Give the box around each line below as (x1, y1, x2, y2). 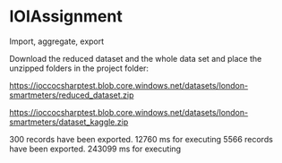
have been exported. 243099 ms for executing (9, 143, 182, 154)
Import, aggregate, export (9, 36, 105, 47)
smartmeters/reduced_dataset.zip (9, 90, 134, 100)
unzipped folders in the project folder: (9, 63, 150, 73)
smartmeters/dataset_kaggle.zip (9, 116, 129, 127)
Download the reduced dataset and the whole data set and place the (9, 53, 262, 64)
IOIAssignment (9, 6, 123, 27)
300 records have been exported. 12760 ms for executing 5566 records (9, 133, 273, 144)
